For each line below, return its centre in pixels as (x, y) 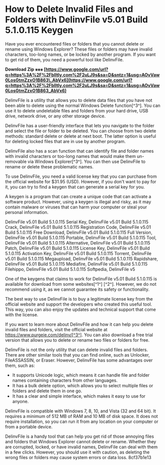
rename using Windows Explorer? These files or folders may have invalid (79, 49)
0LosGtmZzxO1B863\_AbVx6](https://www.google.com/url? (69, 80)
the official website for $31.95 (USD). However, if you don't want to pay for (81, 181)
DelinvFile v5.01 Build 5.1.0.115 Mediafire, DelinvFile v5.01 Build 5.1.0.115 (76, 264)
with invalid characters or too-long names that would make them (71, 156)
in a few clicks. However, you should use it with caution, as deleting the (77, 452)
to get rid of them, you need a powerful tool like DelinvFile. (65, 59)
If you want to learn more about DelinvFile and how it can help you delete (79, 324)
